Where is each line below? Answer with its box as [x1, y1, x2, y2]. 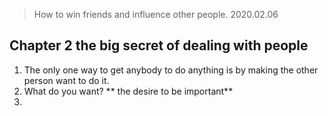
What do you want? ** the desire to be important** [23, 85, 234, 97]
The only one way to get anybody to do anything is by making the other [23, 64, 319, 76]
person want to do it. [23, 74, 110, 86]
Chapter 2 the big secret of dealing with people [9, 37, 309, 54]
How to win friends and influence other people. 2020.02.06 [33, 9, 279, 20]
